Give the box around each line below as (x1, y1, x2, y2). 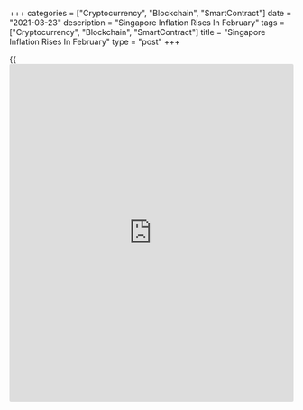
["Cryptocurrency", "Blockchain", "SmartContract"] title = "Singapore (9, 27, 266, 37)
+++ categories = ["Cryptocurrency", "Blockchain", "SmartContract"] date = (9, 8, 292, 18)
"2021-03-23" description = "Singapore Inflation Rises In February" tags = (9, 17, 286, 28)
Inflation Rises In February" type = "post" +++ (9, 36, 180, 47)
